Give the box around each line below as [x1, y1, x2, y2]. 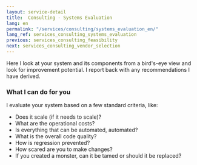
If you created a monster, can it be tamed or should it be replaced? [15, 152, 182, 160]
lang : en [6, 20, 28, 26]
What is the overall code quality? [15, 133, 97, 140]
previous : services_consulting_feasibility [6, 37, 118, 43]
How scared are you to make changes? [15, 146, 113, 153]
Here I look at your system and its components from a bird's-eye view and [6, 59, 192, 67]
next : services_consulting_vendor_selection [6, 43, 121, 49]
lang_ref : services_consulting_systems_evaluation [6, 32, 137, 38]
